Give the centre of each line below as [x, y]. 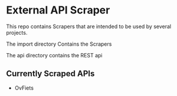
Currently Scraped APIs [50, 74]
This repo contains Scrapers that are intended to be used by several [89, 26]
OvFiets [24, 88]
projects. [17, 32]
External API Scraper [58, 10]
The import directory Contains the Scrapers [59, 44]
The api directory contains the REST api [54, 55]
